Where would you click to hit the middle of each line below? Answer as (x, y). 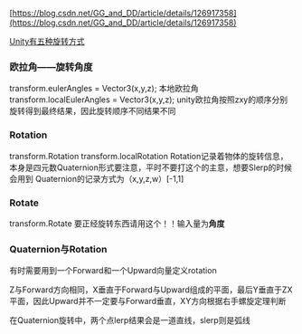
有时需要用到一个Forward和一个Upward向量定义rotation (113, 271)
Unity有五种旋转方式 (47, 41)
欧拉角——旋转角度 (51, 67)
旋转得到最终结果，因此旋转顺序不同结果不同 (93, 111)
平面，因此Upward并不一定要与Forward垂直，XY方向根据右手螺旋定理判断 (148, 301)
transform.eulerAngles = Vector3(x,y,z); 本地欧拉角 (104, 89)
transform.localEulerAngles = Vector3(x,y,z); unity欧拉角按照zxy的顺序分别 (148, 100)
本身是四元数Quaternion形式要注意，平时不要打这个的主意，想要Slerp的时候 (151, 167)
